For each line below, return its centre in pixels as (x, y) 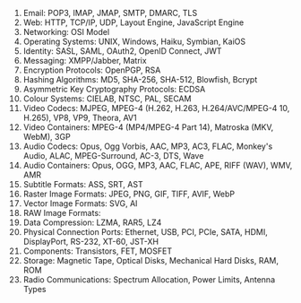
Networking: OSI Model (66, 32)
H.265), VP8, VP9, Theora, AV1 (80, 117)
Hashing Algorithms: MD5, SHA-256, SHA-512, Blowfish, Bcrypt (140, 79)
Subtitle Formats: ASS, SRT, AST (83, 184)
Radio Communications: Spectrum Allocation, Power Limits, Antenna (149, 280)
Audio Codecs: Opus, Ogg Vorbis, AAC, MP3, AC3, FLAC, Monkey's (148, 146)
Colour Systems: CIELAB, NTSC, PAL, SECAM (107, 99)
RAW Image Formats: (62, 213)
